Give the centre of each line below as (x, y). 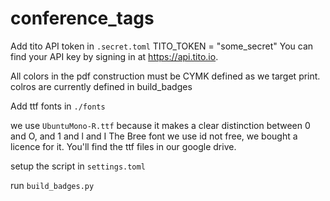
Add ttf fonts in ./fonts (58, 106)
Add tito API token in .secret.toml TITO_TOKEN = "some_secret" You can (162, 46)
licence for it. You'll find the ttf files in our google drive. (123, 146)
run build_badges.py (52, 185)
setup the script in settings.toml (78, 166)
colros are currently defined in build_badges (101, 86)
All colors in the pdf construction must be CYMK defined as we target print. (165, 76)
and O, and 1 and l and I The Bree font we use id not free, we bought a (154, 136)
